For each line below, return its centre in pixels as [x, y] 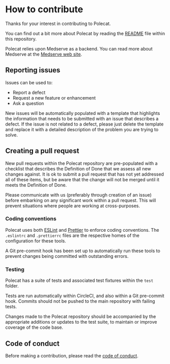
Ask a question [28, 103]
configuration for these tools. [36, 240]
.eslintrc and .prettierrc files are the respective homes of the [73, 235]
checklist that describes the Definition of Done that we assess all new [78, 168]
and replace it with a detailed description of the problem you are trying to [82, 129]
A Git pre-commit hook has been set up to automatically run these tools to [83, 251]
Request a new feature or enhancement [54, 98]
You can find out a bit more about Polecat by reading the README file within [85, 33]
